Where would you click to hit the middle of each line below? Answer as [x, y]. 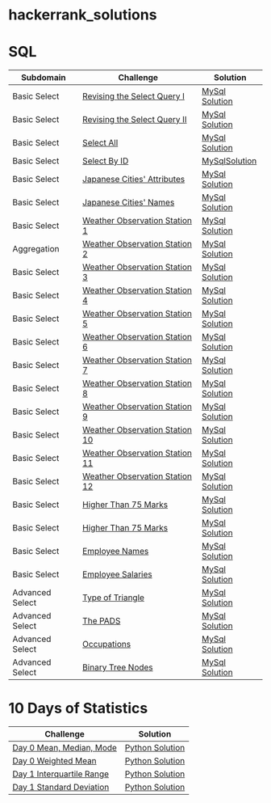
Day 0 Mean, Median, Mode [65, 748]
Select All [100, 143]
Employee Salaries [117, 574]
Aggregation [36, 249]
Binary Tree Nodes [117, 667]
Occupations [106, 645]
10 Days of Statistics [78, 708]
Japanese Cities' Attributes [133, 180]
